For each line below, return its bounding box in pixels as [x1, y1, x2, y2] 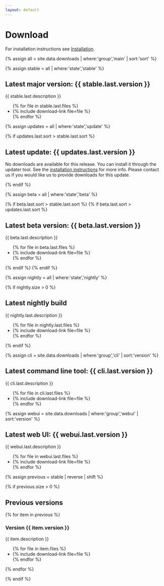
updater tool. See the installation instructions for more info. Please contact [5, 167, 159, 173]
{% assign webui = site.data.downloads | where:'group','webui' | [5, 410, 138, 416]
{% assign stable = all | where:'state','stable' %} [5, 65, 105, 71]
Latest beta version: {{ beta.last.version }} [5, 221, 141, 230]
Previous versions [5, 498, 63, 507]
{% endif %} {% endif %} [5, 265, 58, 271]
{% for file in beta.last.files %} [12, 244, 75, 250]
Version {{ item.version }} [5, 525, 69, 532]
